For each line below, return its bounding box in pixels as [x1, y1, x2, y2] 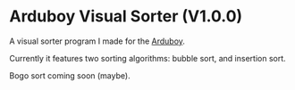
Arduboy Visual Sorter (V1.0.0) [9, 6, 243, 27]
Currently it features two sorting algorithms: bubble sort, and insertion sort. [9, 53, 286, 63]
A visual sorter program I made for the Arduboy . [9, 36, 186, 46]
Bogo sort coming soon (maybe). [9, 70, 131, 81]
